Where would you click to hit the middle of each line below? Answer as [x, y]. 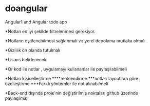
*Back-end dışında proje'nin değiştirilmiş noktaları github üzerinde [72, 93]
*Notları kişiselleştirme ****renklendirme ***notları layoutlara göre [72, 78]
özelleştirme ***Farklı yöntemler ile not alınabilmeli [57, 84]
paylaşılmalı [17, 98]
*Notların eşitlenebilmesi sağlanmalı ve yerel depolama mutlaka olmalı [75, 41]
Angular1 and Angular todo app [36, 22]
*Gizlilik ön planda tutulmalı [33, 50]
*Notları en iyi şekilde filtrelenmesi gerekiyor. [50, 31]
